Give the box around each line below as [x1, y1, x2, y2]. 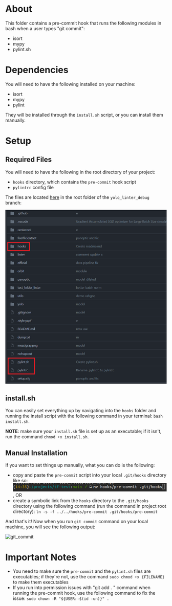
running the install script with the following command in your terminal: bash [5, 413, 163, 419]
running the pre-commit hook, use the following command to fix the [12, 590, 156, 596]
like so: [12, 478, 28, 483]
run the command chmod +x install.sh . [5, 434, 89, 440]
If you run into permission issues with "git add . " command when [12, 585, 151, 591]
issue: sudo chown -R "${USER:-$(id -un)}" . [12, 595, 110, 601]
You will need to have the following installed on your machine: [5, 81, 136, 87]
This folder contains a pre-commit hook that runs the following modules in [5, 20, 162, 26]
